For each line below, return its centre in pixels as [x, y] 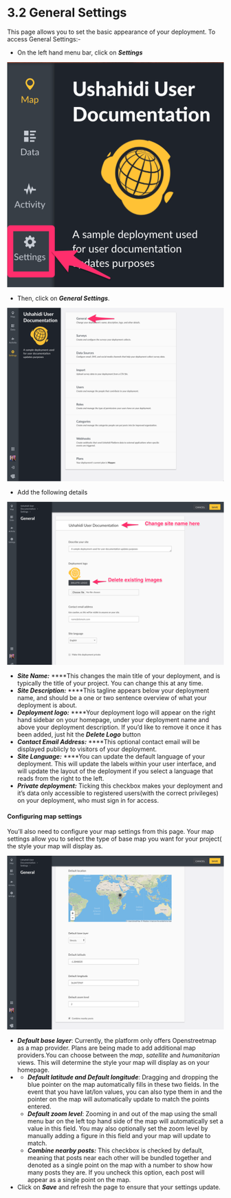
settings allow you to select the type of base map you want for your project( [114, 839]
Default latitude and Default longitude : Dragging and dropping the [123, 1077]
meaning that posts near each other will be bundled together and [119, 1158]
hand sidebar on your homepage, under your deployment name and [113, 720]
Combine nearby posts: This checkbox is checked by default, [115, 1150]
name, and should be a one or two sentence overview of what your [112, 698]
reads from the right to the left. [60, 779]
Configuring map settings [45, 816]
